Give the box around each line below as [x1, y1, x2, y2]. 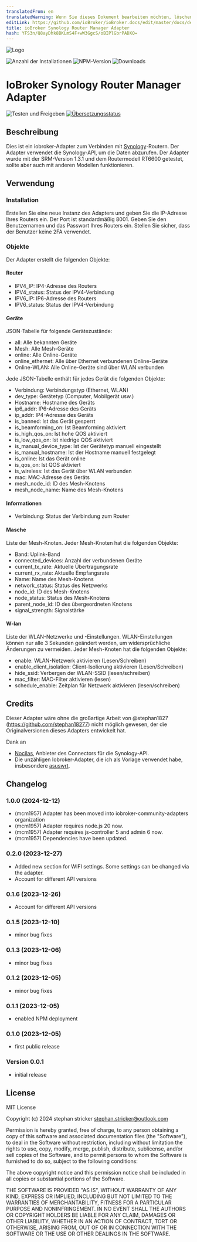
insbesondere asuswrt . [14, 762, 70, 769]
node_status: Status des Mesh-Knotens [14, 594, 110, 601]
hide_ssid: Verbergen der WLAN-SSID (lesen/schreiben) [14, 669, 151, 676]
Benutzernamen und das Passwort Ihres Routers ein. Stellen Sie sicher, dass [6, 222, 191, 229]
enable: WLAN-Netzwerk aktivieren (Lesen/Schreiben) [14, 657, 147, 664]
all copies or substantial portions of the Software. [6, 1175, 125, 1182]
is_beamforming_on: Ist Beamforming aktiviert [14, 424, 126, 431]
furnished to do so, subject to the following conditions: [6, 1158, 138, 1165]
